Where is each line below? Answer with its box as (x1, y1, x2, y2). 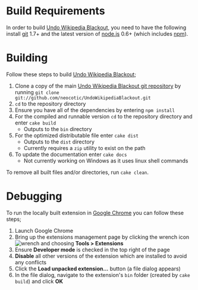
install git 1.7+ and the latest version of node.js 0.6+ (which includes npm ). (6, 30, 188, 37)
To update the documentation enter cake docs (14, 151, 127, 158)
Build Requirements (6, 4, 105, 18)
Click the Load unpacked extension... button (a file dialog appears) (14, 265, 181, 272)
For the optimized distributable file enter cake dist (14, 132, 139, 139)
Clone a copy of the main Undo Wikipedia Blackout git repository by (14, 82, 181, 89)
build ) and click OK (14, 277, 64, 285)
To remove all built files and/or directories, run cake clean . (6, 169, 149, 176)
